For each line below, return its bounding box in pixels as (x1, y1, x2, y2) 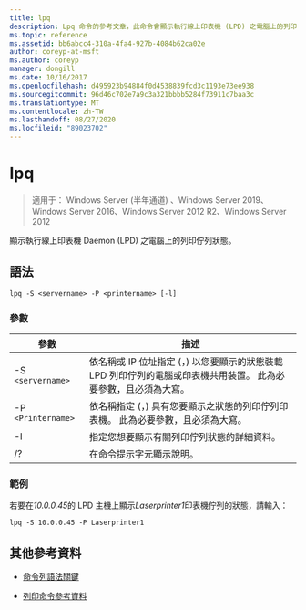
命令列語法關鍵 (22, 572, 79, 583)
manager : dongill (9, 65, 76, 74)
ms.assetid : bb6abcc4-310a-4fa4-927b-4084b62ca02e (9, 38, 206, 48)
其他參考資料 (9, 545, 82, 561)
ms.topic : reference (9, 30, 88, 39)
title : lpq (9, 13, 51, 23)
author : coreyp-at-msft (9, 47, 100, 57)
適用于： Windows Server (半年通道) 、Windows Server (31, 194, 241, 205)
